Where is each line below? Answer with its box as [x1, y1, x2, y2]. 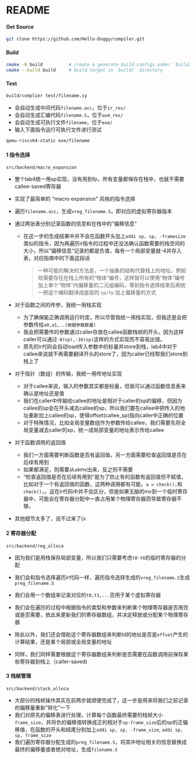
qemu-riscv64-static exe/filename [6, 138, 90, 144]
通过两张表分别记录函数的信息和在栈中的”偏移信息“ [14, 220, 137, 227]
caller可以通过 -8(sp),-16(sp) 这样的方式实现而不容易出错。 [23, 336, 166, 343]
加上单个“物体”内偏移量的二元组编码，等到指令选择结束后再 [37, 282, 181, 289]
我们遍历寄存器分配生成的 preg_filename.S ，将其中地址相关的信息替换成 [14, 738, 187, 745]
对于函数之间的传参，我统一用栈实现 [14, 301, 102, 308]
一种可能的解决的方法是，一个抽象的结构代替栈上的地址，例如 [37, 267, 187, 274]
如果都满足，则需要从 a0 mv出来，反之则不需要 [23, 466, 133, 473]
